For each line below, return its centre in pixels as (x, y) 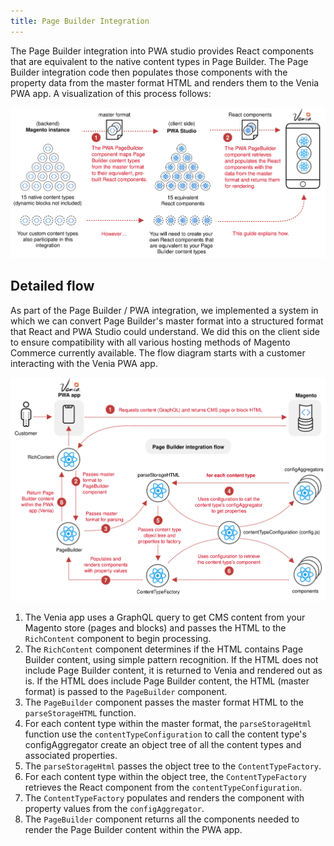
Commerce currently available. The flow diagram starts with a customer (158, 352)
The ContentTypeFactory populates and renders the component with (164, 797)
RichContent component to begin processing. (118, 638)
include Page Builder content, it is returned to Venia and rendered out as (173, 670)
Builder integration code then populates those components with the (149, 72)
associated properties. (71, 755)
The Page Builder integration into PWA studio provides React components (162, 51)
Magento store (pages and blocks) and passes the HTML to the (155, 627)
